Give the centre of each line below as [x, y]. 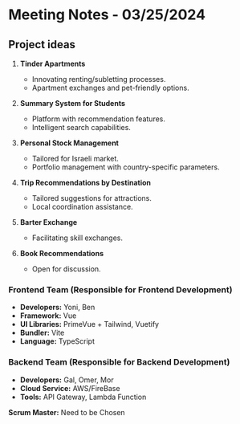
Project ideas [42, 45]
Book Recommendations [62, 253]
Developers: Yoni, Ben [57, 308]
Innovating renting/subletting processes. [99, 79]
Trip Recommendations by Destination [85, 183]
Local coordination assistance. [83, 207]
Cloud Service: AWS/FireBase [70, 388]
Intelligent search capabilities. [81, 127]
